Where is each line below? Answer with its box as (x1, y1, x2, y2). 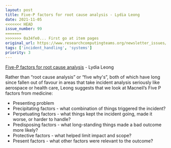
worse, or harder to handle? (12, 116, 71, 122)
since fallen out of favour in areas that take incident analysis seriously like (5, 79, 160, 85)
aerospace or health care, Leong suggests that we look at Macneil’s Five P (5, 84, 161, 91)
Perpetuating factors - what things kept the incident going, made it (12, 110, 153, 117)
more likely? (12, 127, 38, 133)
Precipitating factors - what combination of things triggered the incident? (12, 105, 166, 111)
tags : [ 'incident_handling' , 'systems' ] (5, 45, 93, 50)
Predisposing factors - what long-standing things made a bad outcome (12, 122, 162, 128)
